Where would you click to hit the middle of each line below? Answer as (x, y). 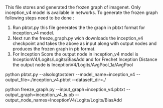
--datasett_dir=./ (89, 80)
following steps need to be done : (40, 18)
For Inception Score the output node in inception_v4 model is (75, 54)
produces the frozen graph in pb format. (54, 49)
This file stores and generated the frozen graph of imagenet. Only (73, 7)
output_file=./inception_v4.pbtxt (38, 80)
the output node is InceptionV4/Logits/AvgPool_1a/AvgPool (73, 65)
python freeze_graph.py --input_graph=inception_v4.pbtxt (65, 89)
